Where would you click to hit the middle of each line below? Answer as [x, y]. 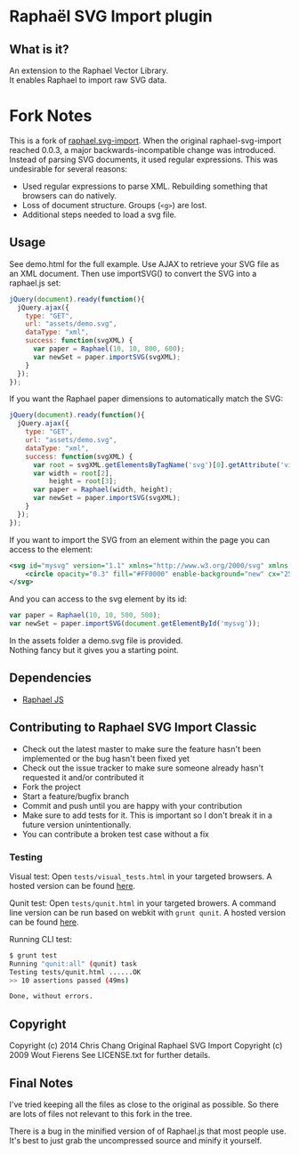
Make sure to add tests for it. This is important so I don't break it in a [147, 815]
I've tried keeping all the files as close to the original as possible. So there [144, 1104]
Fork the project [52, 787]
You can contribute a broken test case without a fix [115, 834]
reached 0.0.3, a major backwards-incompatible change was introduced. [142, 149]
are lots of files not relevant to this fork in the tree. [101, 1113]
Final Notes [41, 1083]
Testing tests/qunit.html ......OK [75, 972]
